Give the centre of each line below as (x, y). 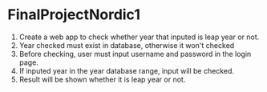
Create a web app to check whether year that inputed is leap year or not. (139, 37)
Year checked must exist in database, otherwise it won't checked (127, 45)
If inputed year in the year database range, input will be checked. (126, 70)
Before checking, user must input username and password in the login (135, 54)
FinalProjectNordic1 (74, 15)
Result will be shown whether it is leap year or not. (102, 79)
